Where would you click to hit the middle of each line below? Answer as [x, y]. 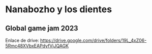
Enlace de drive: [22, 40]
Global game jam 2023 [42, 28]
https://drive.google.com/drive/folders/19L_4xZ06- [93, 40]
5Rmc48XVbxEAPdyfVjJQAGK [37, 46]
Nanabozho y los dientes [59, 9]
